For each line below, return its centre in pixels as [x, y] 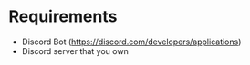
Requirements [63, 17]
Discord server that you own [75, 51]
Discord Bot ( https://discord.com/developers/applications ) [131, 42]
